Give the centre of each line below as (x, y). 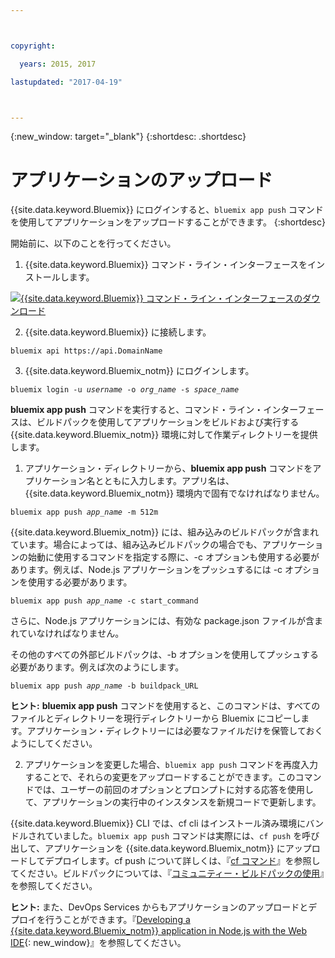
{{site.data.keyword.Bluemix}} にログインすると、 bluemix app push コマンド (167, 210)
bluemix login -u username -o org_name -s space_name (125, 390)
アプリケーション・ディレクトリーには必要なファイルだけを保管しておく (175, 731)
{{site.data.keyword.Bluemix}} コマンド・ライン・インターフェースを (166, 265)
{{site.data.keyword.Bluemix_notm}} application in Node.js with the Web (159, 931)
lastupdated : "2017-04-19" (66, 82)
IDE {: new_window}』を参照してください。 (98, 943)
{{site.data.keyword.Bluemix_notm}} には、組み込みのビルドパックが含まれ (165, 532)
